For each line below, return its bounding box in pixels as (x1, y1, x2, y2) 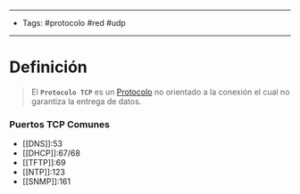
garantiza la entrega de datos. (30, 95, 142, 107)
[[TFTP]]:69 (21, 158, 66, 168)
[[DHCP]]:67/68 (21, 148, 80, 158)
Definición (9, 57, 87, 77)
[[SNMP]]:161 (21, 176, 71, 187)
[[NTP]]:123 (21, 166, 65, 178)
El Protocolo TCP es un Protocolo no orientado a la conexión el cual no (30, 86, 290, 97)
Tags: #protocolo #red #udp (21, 18, 127, 28)
